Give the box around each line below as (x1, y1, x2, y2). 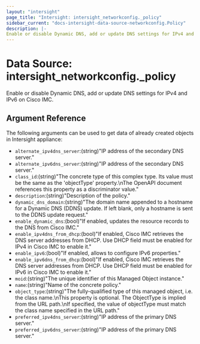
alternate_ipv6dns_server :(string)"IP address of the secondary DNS (14, 160, 184, 167)
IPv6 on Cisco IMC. (6, 96, 54, 103)
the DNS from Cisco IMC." (14, 223, 80, 231)
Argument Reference (6, 113, 86, 124)
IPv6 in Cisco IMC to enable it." (14, 268, 92, 276)
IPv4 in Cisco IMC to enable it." (14, 243, 92, 250)
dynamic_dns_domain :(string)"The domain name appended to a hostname (14, 198, 193, 205)
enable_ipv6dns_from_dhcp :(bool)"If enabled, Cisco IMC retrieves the (14, 256, 184, 263)
